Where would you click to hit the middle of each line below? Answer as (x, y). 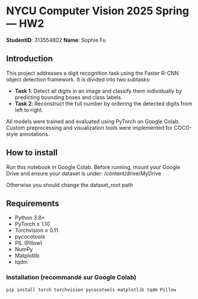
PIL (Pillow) (28, 243)
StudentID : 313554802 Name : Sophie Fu (56, 40)
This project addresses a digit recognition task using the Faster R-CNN (92, 73)
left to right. (29, 110)
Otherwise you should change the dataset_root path (70, 185)
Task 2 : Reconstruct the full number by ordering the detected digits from (103, 103)
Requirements (33, 203)
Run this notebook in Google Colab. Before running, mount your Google (93, 167)
